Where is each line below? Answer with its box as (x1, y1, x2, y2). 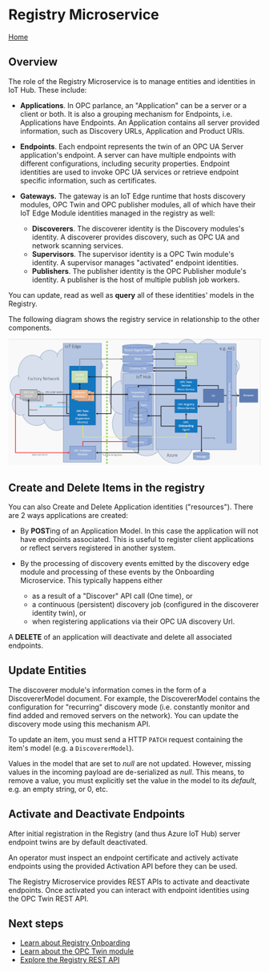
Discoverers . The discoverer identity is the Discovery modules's (31, 223, 245, 233)
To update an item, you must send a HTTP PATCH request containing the (8, 734, 243, 744)
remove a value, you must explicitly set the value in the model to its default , (8, 775, 257, 785)
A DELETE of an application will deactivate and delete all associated (8, 633, 232, 642)
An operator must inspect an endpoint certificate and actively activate (8, 853, 239, 862)
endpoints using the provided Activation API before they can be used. (8, 861, 238, 870)
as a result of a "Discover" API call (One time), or (31, 591, 194, 601)
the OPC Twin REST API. (8, 894, 89, 903)
